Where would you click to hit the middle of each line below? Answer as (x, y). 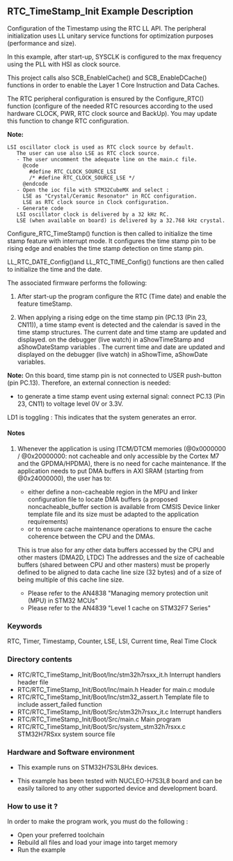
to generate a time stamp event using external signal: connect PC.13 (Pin (121, 396)
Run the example (41, 850)
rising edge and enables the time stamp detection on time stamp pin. (105, 248)
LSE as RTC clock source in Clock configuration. (96, 202)
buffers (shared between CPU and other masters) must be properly (113, 565)
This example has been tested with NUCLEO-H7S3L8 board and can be (120, 781)
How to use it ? (32, 806)
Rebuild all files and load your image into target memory (97, 842)
